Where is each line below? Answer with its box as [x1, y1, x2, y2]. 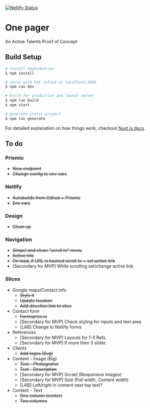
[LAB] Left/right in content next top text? [19, 382, 103, 388]
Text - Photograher [19, 361, 59, 367]
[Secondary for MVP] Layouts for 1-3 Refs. [19, 334, 107, 340]
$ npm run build [5, 98, 39, 103]
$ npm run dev [5, 84, 35, 89]
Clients [12, 345, 27, 351]
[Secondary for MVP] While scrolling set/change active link [12, 263, 134, 269]
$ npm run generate [5, 116, 46, 121]
